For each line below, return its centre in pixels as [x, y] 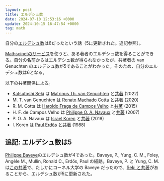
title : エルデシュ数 [24, 14]
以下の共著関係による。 [29, 83]
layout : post [19, 10]
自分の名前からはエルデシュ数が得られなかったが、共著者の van [79, 60]
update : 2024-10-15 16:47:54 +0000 [42, 24]
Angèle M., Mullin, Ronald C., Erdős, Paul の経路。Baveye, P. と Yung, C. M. [82, 161]
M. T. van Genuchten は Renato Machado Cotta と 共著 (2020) [75, 100]
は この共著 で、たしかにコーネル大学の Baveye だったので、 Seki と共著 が [80, 167]
